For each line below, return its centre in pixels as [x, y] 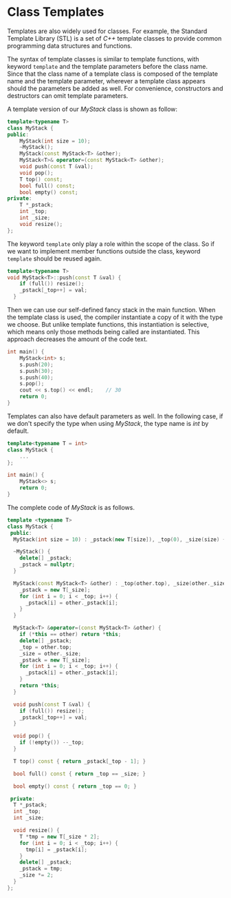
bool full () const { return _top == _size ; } [80, 774]
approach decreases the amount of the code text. [77, 339]
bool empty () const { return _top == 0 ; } [75, 786]
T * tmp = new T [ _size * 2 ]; [59, 837]
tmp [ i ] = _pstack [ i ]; [56, 849]
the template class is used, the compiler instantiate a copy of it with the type [115, 317]
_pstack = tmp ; [41, 869]
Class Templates [56, 12]
